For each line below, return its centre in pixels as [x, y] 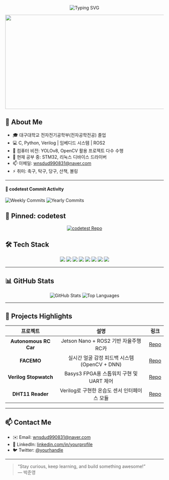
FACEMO [31, 361]
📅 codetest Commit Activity [35, 189]
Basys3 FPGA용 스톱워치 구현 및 [101, 373]
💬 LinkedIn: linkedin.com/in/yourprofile [53, 444]
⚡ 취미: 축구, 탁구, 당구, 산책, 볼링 [45, 171]
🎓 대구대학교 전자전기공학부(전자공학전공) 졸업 [59, 135]
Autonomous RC [30, 341]
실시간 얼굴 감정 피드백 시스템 [101, 358]
